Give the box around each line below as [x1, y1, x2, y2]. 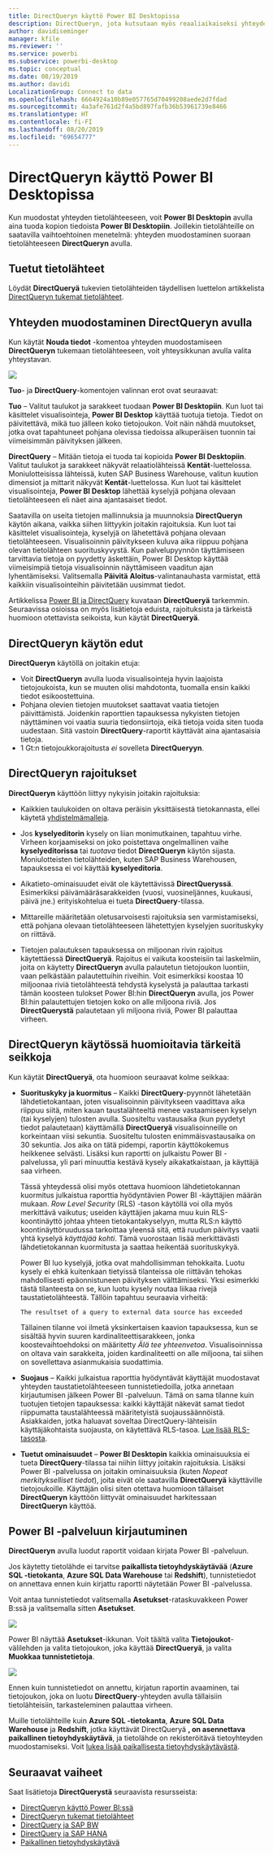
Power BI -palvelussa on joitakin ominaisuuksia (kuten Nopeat [19, 1466, 227, 1476]
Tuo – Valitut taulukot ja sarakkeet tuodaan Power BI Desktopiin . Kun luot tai [8, 401, 264, 411]
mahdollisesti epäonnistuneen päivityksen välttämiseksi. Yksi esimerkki [19, 1275, 260, 1284]
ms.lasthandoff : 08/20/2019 [8, 125, 104, 133]
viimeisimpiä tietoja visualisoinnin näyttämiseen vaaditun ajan [8, 562, 214, 572]
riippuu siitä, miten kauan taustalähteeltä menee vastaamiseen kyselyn [19, 1105, 258, 1115]
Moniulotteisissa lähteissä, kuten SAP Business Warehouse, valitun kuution [8, 469, 258, 479]
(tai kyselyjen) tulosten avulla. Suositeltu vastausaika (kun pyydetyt [19, 1113, 245, 1123]
